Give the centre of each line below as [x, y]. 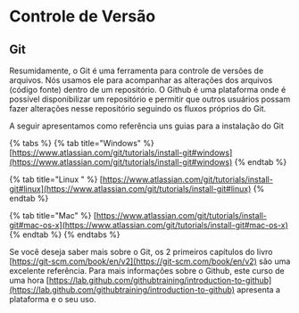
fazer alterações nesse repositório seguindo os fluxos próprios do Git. [138, 108]
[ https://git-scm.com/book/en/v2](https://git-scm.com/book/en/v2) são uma [150, 261]
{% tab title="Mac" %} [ [53, 215]
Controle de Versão [83, 16]
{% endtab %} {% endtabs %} [65, 235]
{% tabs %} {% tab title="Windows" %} [82, 143]
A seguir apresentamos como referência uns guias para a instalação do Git [146, 126]
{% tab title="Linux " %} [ [56, 179]
